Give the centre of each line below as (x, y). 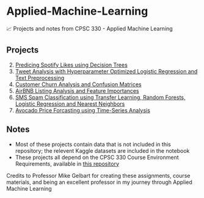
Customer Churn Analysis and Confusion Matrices (78, 84)
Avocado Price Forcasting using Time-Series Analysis (83, 110)
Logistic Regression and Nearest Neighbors (70, 104)
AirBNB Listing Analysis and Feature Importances (77, 90)
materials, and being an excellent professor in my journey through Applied (99, 182)
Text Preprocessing (40, 78)
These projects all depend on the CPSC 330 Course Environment (97, 157)
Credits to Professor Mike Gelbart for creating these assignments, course (98, 175)
